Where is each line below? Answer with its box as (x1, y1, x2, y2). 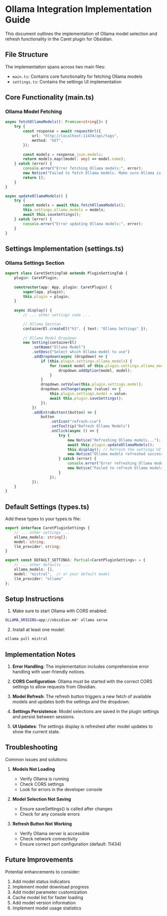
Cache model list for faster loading (12, 894, 83, 900)
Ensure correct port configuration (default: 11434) (19, 841, 122, 847)
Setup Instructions (5, 594, 64, 603)
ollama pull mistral (5, 636, 48, 641)
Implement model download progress (12, 884, 89, 890)
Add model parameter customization (12, 889, 87, 895)
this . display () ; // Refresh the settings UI (67, 447, 162, 452)
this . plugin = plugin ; (23, 294, 70, 299)
